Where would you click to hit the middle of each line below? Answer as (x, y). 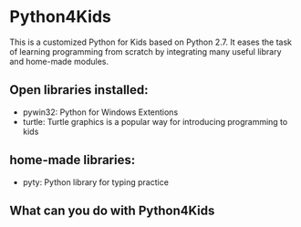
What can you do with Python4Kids (112, 210)
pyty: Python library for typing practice (95, 182)
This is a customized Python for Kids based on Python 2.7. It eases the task (150, 42)
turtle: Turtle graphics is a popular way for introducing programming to (155, 121)
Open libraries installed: (79, 90)
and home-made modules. (59, 61)
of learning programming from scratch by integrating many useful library (145, 51)
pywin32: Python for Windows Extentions (100, 112)
